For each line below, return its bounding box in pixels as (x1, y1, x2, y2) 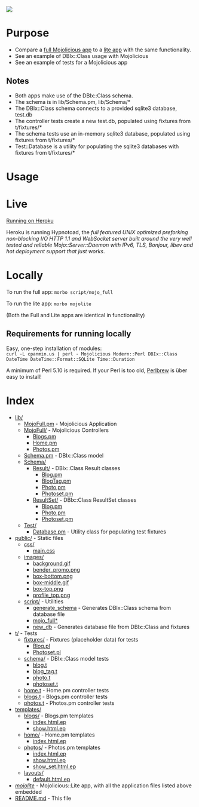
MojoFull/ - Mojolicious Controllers (23, 426, 109, 434)
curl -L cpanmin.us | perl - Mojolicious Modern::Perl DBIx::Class (6, 351, 178, 357)
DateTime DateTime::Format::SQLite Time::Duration (6, 356, 135, 362)
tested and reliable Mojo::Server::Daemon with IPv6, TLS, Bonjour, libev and (6, 241, 193, 248)
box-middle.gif (32, 579, 69, 586)
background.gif (32, 560, 71, 567)
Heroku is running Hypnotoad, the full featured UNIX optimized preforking (6, 228, 188, 235)
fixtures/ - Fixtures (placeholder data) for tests (23, 636, 139, 643)
